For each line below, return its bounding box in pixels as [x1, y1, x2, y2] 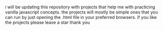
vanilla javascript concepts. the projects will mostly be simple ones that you [5, 9, 159, 15]
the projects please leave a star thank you [5, 19, 90, 25]
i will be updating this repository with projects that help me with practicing [5, 4, 155, 10]
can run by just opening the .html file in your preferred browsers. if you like [5, 15, 157, 20]
